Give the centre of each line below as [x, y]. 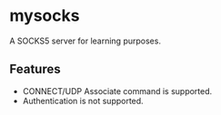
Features [35, 69]
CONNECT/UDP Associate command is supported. [117, 91]
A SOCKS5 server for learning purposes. [85, 41]
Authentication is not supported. [83, 101]
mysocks [45, 16]
